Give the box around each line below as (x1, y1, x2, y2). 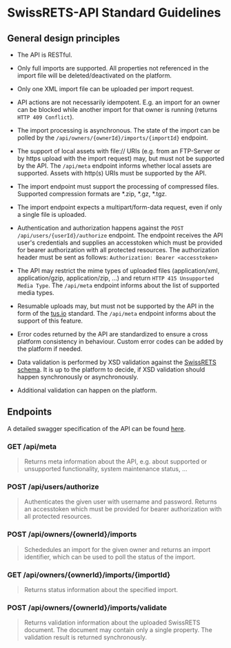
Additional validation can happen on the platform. (17, 386, 157, 394)
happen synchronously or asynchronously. (17, 373, 139, 381)
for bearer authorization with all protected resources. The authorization (17, 246, 219, 254)
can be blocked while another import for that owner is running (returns (17, 106, 218, 113)
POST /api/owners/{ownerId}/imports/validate (7, 602, 168, 612)
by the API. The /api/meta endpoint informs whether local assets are (17, 162, 212, 170)
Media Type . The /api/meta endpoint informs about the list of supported (17, 281, 219, 289)
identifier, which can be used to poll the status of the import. (23, 553, 196, 561)
